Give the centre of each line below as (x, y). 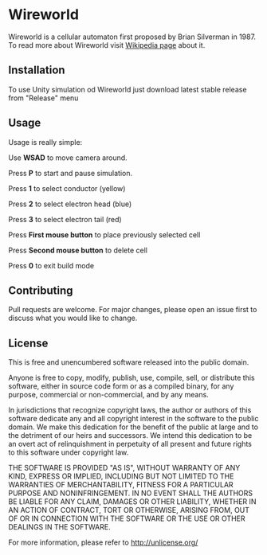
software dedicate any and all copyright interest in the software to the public (133, 419)
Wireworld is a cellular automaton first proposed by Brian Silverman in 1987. (132, 37)
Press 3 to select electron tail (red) (65, 219)
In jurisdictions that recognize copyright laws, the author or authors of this (130, 410)
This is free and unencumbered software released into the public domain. (129, 362)
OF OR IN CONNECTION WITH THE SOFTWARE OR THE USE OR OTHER (127, 518)
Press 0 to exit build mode (51, 265)
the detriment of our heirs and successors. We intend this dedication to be (130, 436)
